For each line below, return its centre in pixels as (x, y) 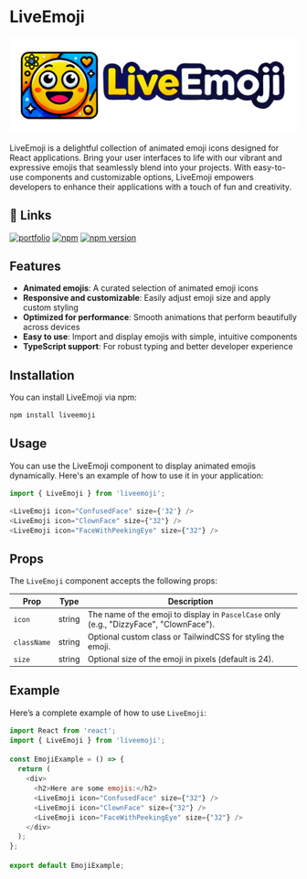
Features (35, 266)
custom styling (51, 307)
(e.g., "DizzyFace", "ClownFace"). (152, 624)
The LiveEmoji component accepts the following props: (113, 581)
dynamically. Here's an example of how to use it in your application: (137, 475)
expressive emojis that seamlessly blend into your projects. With (130, 167)
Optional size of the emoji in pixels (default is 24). (181, 659)
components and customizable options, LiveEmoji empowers (139, 177)
